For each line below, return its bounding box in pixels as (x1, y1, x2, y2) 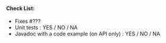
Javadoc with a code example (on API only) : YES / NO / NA (14, 30, 161, 38)
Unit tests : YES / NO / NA (14, 24, 78, 31)
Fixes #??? (14, 18, 41, 25)
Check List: (6, 5, 35, 12)
